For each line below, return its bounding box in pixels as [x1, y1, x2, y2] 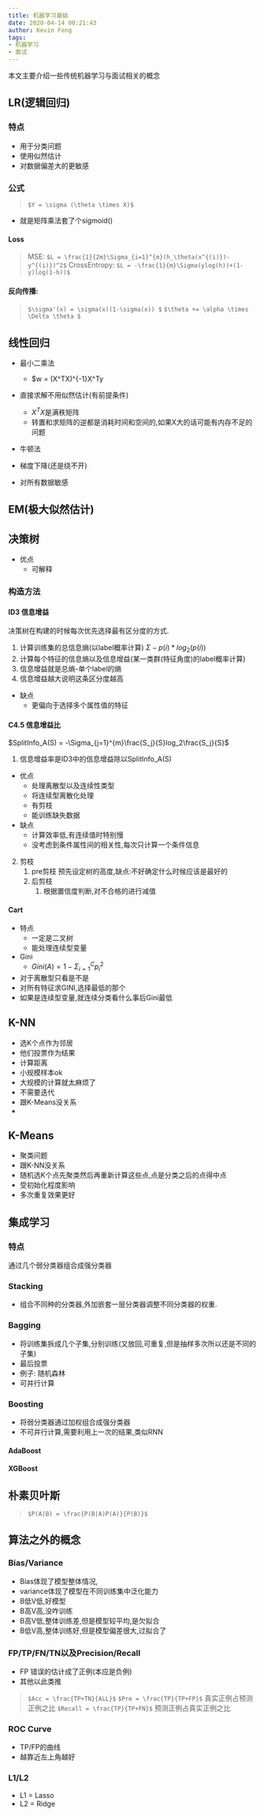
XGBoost [8, 1464, 38, 1474]
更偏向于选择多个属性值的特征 [31, 700, 128, 710]
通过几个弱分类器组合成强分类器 [8, 1261, 112, 1270]
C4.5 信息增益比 [8, 719, 61, 730]
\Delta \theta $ [27, 312, 81, 320]
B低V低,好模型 [19, 1596, 66, 1605]
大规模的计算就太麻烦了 [19, 1078, 96, 1087]
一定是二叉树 [31, 933, 73, 943]
